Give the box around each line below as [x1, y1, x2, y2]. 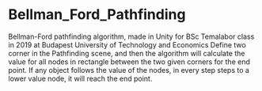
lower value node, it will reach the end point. [8, 74, 153, 83]
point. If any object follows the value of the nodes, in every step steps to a [8, 65, 249, 74]
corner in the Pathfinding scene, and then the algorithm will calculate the [8, 48, 245, 58]
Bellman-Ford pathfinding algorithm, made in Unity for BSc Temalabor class [8, 32, 255, 41]
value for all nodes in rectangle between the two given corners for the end [8, 57, 251, 66]
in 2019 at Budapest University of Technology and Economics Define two [8, 40, 247, 49]
